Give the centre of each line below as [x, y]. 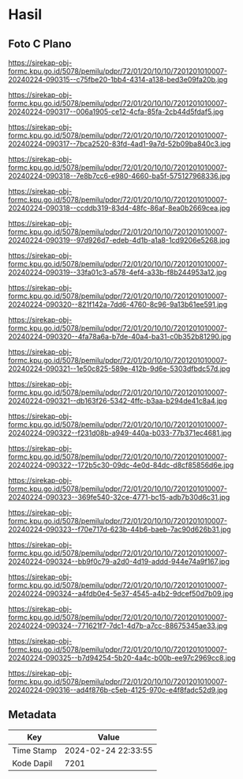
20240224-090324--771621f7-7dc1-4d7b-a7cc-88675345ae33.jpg [118, 626]
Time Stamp [35, 751]
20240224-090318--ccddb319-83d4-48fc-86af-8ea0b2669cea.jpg [119, 208]
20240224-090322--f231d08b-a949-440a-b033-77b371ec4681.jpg [120, 433]
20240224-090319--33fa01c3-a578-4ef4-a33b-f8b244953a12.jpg [118, 272]
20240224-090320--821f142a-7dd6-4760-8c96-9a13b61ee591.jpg [118, 304]
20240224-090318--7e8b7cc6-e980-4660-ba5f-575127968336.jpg [119, 176]
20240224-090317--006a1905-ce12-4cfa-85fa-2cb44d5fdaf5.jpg [116, 112]
